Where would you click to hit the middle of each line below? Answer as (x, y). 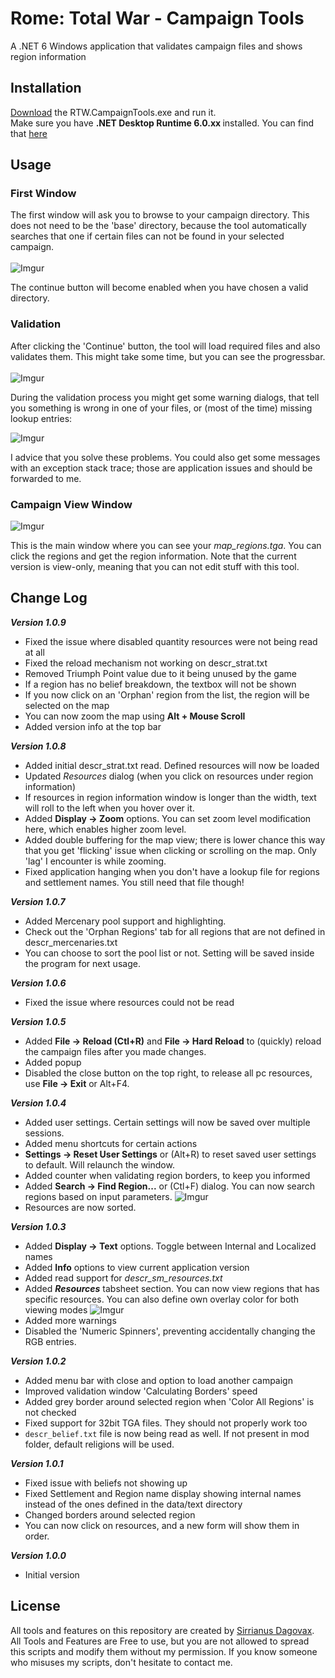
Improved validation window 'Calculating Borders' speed (141, 1391)
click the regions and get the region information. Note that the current (153, 556)
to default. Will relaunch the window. (99, 1164)
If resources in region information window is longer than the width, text (170, 797)
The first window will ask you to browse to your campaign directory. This (160, 215)
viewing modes (56, 1309)
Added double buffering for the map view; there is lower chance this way (175, 839)
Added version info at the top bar (93, 726)
